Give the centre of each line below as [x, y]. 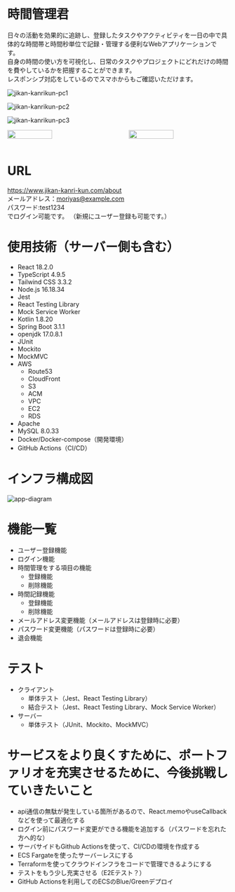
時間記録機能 [36, 594]
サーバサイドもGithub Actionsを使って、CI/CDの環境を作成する [108, 846]
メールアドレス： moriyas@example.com [66, 198]
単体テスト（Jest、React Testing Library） [89, 698]
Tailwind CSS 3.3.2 [45, 282]
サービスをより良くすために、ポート [112, 755]
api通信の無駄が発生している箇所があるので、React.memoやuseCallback [122, 811]
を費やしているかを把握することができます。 [72, 70]
